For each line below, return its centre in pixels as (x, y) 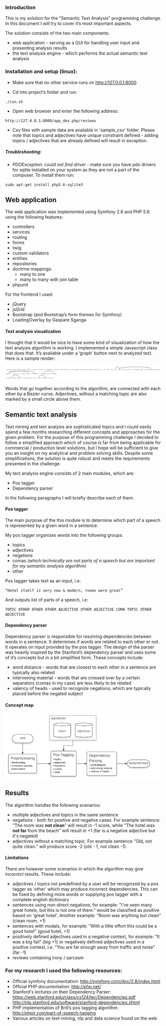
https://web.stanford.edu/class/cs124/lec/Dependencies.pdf (74, 997)
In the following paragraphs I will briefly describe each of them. (70, 498)
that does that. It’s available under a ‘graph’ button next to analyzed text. (79, 353)
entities (20, 258)
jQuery (19, 304)
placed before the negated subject (48, 694)
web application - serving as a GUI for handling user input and (76, 43)
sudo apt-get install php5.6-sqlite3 (44, 185)
